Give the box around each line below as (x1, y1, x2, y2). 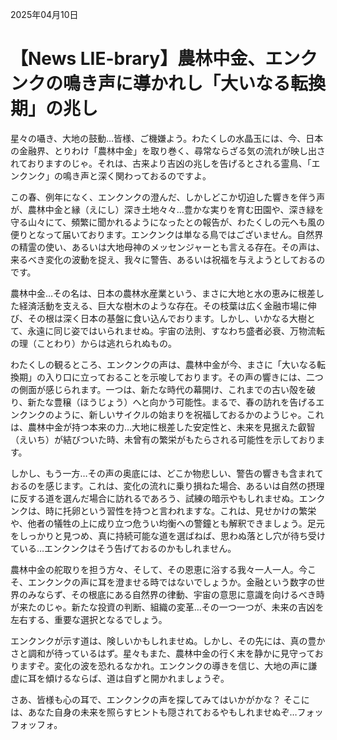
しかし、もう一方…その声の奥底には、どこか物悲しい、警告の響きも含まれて (10, 467, 324, 479)
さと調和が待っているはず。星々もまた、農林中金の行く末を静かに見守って (10, 647, 315, 659)
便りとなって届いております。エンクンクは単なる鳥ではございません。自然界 (10, 228, 324, 240)
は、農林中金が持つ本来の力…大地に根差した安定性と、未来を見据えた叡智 (10, 421, 316, 433)
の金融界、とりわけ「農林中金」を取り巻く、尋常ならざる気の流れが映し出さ (10, 144, 326, 157)
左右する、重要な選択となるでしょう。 (10, 613, 168, 625)
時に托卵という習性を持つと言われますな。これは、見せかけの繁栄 (44, 504, 317, 517)
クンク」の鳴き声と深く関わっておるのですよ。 (18, 169, 212, 182)
